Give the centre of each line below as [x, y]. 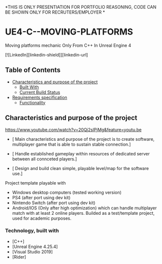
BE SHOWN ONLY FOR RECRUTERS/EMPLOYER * [55, 12]
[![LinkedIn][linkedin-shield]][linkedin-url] [47, 55]
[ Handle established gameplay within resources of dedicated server [81, 153]
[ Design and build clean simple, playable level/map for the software [80, 168]
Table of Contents [33, 70]
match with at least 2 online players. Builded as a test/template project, [83, 213]
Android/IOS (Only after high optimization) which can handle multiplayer [84, 208]
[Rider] [19, 257]
